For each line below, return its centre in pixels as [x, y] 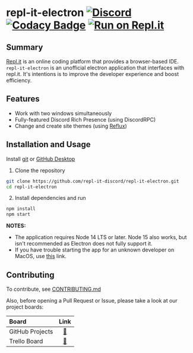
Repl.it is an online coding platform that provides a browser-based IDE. [93, 61]
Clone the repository [40, 170]
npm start [18, 214]
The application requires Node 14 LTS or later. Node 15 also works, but [101, 237]
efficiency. [19, 80]
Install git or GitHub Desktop [41, 159]
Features [23, 99]
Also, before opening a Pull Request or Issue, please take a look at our [92, 300]
